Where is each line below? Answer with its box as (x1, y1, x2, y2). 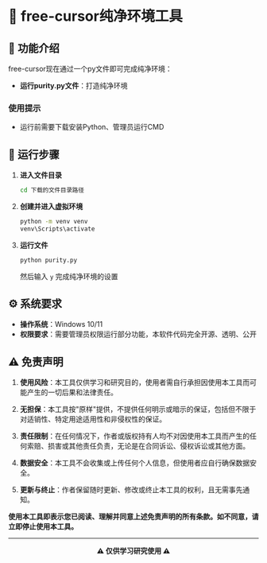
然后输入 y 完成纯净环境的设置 (19, 271, 118, 281)
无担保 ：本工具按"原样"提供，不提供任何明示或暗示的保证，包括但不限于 (19, 405, 257, 414)
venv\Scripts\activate (19, 224, 95, 233)
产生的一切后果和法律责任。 (26, 387, 118, 398)
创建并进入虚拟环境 (19, 201, 83, 211)
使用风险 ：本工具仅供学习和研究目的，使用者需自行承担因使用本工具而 (19, 378, 250, 387)
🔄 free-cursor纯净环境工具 (8, 7, 183, 25)
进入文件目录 (19, 170, 62, 180)
